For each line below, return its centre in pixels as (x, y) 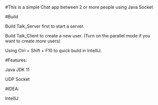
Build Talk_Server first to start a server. (45, 26)
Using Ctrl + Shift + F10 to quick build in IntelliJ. (53, 51)
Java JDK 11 (17, 70)
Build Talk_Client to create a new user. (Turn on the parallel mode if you (78, 36)
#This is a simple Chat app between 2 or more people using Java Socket (79, 7)
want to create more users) (33, 41)
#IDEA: (12, 89)
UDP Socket (17, 79)
